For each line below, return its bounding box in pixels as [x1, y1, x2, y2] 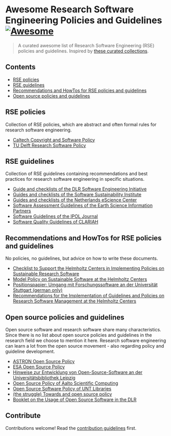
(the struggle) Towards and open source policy [12, 391, 112, 397]
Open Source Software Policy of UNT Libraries [12, 386, 111, 391]
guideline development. [5, 348, 55, 354]
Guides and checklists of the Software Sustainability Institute [12, 192, 142, 198]
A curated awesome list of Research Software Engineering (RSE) [17, 42, 155, 48]
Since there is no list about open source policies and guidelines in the [5, 332, 153, 338]
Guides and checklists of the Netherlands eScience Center [12, 197, 137, 203]
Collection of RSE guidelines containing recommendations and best [5, 170, 148, 177]
